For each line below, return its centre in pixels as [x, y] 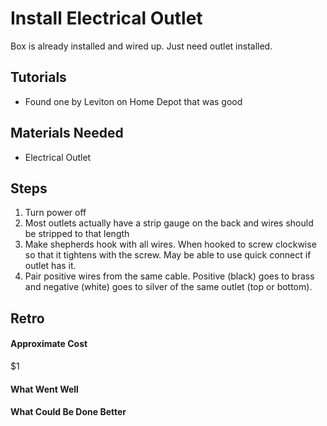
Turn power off [55, 213]
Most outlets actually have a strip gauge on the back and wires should [169, 223]
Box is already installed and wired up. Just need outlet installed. [141, 46]
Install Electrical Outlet [106, 18]
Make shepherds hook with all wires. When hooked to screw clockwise [170, 244]
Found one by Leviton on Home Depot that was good [133, 101]
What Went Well [44, 389]
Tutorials [38, 77]
